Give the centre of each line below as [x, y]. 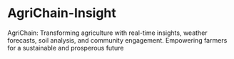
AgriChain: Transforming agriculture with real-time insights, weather [108, 33]
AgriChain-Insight [62, 13]
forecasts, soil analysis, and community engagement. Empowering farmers [117, 40]
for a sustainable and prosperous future [66, 48]
